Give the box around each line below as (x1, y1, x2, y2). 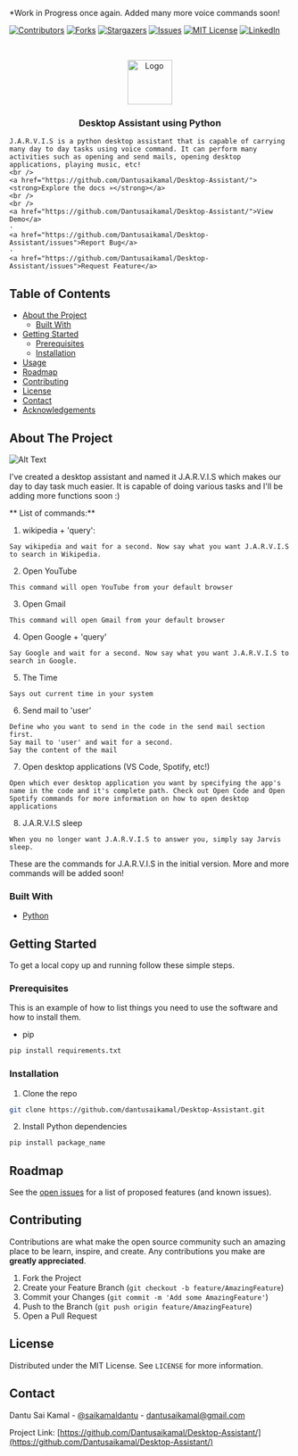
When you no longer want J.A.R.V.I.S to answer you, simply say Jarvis (9, 834, 281, 844)
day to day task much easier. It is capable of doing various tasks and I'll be (9, 481, 284, 492)
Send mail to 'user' (21, 705, 92, 716)
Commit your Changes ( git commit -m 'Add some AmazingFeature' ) (21, 1291, 269, 1302)
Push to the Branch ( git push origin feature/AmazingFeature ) (21, 1301, 252, 1311)
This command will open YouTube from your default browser (9, 583, 234, 591)
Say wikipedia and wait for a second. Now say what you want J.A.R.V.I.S (9, 542, 290, 551)
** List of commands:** (9, 508, 95, 518)
